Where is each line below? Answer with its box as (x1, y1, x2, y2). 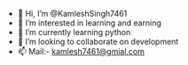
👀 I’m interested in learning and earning (17, 18, 162, 28)
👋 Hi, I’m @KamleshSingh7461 (17, 9, 128, 18)
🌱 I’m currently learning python (17, 27, 131, 37)
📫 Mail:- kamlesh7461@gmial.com (17, 47, 145, 56)
